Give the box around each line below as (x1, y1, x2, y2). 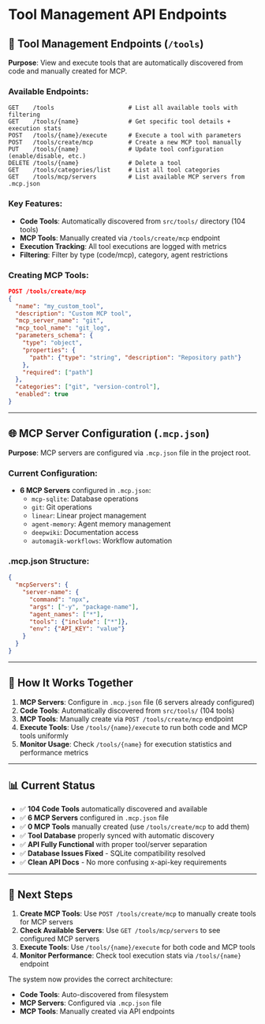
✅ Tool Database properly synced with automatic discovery (19, 830, 215, 840)
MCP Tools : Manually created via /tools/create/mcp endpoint (19, 233, 221, 243)
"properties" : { (22, 346, 77, 354)
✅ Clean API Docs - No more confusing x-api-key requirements (19, 857, 227, 867)
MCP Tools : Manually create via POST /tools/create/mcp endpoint (19, 713, 234, 724)
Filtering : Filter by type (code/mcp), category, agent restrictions (19, 250, 229, 259)
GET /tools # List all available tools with (8, 104, 238, 112)
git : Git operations (31, 503, 92, 511)
